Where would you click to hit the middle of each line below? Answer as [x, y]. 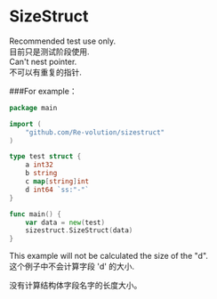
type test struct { [45, 157]
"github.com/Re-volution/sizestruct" [95, 132]
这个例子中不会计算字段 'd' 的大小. [72, 267]
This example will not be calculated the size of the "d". [109, 256]
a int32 [39, 165]
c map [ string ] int [57, 182]
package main [33, 108]
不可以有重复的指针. [46, 72]
